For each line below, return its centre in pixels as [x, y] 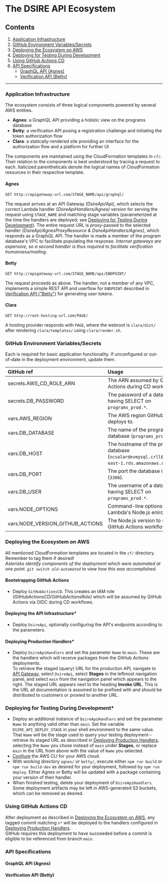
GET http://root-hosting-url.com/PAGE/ [47, 316]
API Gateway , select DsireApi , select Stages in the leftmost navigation [85, 674]
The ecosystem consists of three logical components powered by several [81, 105]
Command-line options [135, 506]
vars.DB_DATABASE [31, 433]
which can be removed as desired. [48, 793]
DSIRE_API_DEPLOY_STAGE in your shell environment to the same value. [83, 730]
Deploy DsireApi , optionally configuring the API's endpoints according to [87, 625]
